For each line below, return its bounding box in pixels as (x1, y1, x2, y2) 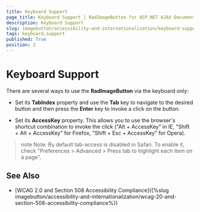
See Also (6, 171, 40, 181)
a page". (20, 153, 42, 161)
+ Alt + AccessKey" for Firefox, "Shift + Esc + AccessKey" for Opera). (14, 129, 186, 136)
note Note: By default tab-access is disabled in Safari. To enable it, (20, 141, 185, 148)
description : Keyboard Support (6, 20, 84, 26)
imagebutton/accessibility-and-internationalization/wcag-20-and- (14, 193, 177, 200)
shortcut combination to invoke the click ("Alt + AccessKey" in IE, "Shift (14, 123, 190, 130)
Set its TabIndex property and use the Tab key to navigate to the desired (14, 99, 193, 106)
